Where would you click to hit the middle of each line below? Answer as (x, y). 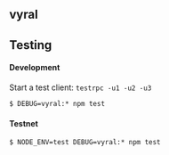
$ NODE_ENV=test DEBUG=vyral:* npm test (85, 143)
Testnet (24, 123)
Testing (31, 45)
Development (35, 68)
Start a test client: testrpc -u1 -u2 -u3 (80, 87)
